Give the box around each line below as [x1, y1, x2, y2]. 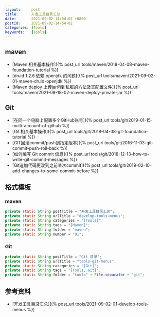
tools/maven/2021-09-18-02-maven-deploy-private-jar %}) [12, 89, 131, 95]
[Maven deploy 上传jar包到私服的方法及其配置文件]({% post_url [12, 84, 139, 90]
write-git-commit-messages [12, 157, 69, 162]
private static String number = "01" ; [5, 232, 84, 237]
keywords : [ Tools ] [5, 30, 47, 35]
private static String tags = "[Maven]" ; [5, 222, 90, 227]
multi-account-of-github [12, 122, 61, 128]
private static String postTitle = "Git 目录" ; [5, 254, 102, 259]
